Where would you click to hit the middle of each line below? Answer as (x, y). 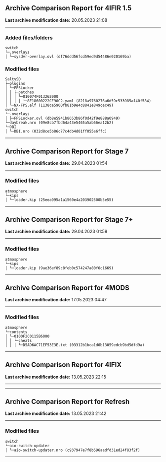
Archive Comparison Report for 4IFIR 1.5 (68, 8)
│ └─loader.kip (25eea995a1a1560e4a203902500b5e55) (59, 200)
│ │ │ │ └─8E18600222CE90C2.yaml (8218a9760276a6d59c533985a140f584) (78, 101)
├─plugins (15, 84)
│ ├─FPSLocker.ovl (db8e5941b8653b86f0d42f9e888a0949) (63, 119)
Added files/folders (29, 38)
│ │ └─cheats (19, 340)
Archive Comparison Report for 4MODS (67, 288)
